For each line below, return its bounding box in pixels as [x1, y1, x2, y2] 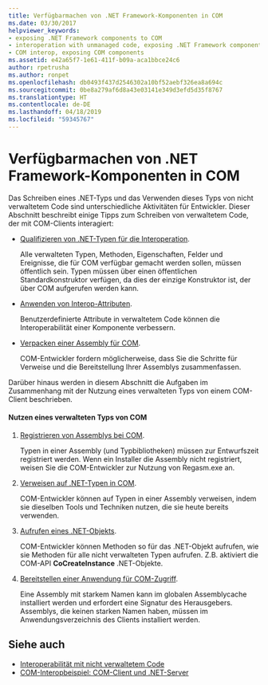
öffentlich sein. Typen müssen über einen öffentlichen [19, 266, 198, 276]
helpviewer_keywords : [8, 26, 81, 34]
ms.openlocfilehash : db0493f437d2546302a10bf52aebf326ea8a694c [8, 78, 223, 86]
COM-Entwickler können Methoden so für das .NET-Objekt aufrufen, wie [19, 541, 259, 551]
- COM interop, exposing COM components [8, 49, 145, 57]
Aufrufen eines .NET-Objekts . [19, 526, 117, 536]
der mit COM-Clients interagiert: [8, 218, 114, 228]
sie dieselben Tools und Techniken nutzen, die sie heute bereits [19, 502, 229, 512]
